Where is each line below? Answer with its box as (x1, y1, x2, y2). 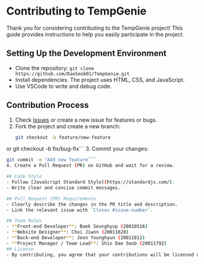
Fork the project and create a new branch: (15, 122, 121, 130)
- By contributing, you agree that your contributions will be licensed (6, 251, 194, 258)
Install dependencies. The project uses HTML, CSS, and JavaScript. (15, 76, 185, 83)
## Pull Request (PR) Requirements (6, 196, 97, 202)
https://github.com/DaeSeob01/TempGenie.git (15, 71, 130, 77)
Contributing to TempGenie (6, 4, 147, 18)
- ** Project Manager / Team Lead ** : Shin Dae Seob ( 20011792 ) (6, 240, 167, 246)
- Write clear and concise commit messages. (6, 185, 121, 191)
